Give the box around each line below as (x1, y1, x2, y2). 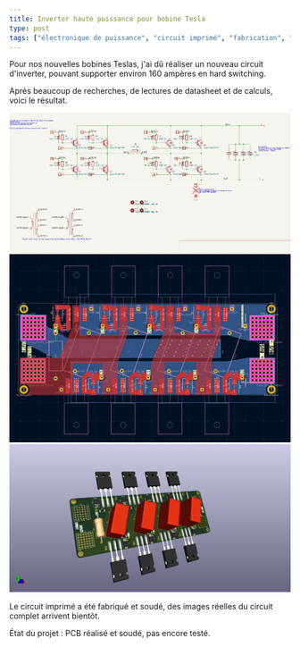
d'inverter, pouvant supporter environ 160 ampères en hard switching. (9, 68, 266, 80)
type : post (9, 23, 50, 33)
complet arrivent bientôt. (9, 610, 100, 621)
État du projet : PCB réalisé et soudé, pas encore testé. (9, 627, 211, 638)
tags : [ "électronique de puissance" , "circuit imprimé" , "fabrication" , (9, 33, 286, 42)
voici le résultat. (9, 95, 68, 106)
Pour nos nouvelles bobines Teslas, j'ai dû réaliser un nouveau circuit (9, 59, 263, 70)
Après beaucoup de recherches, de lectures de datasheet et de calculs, (9, 86, 273, 97)
